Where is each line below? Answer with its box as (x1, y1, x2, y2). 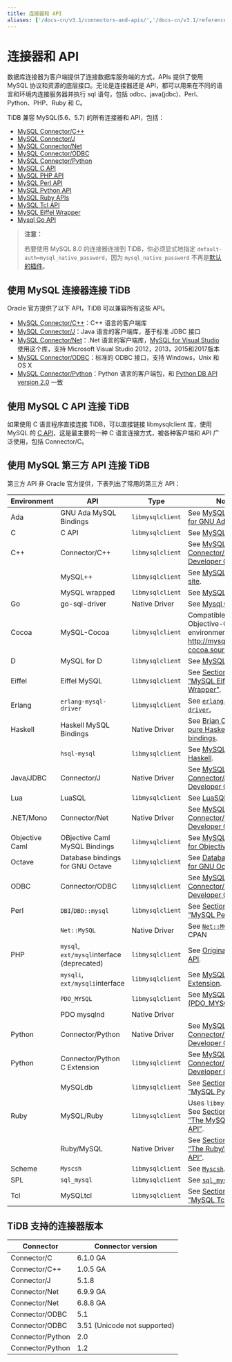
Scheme (10, 1164, 38, 1173)
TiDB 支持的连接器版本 (7, 1221, 104, 1232)
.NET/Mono (10, 812, 48, 822)
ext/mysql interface (60, 950, 122, 959)
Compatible (187, 610, 226, 620)
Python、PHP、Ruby (7, 98, 67, 107)
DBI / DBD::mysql (60, 905, 109, 915)
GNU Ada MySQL (60, 507, 117, 517)
